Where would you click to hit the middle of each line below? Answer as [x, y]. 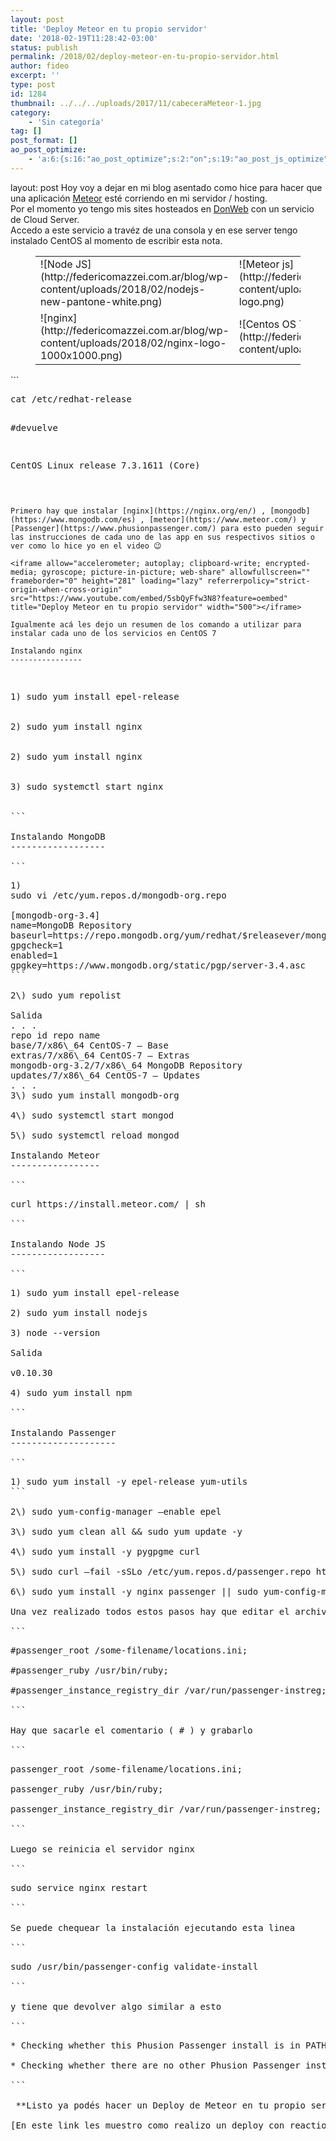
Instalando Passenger [63, 1432]
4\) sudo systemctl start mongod [92, 1115]
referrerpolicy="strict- [258, 581]
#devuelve [34, 427]
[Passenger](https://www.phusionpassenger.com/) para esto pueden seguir [167, 528]
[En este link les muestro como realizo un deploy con [147, 2125]
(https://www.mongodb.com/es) [73, 519]
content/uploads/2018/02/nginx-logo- [133, 343]
